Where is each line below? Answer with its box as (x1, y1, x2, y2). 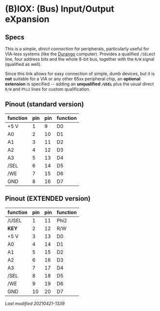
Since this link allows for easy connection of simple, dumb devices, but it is (5, 71, 155, 76)
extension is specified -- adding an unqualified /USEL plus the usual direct (5, 81, 154, 87)
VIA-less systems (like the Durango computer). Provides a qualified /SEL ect (5, 51, 155, 57)
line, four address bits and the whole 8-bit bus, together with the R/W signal (5, 56, 155, 62)
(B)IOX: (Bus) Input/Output (5, 3, 114, 15)
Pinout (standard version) (5, 100, 84, 109)
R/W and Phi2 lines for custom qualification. (5, 86, 91, 92)
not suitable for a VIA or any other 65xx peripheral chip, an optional (5, 76, 141, 82)
